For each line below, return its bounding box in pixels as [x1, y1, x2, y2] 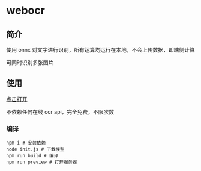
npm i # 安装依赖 [6, 140, 46, 146]
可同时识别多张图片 [6, 59, 54, 66]
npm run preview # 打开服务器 [6, 159, 77, 166]
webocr [6, 4, 45, 17]
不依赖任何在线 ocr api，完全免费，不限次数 [6, 108, 115, 115]
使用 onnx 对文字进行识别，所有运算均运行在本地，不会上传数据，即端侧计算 [6, 46, 195, 53]
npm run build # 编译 [6, 153, 59, 159]
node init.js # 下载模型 [6, 146, 65, 152]
